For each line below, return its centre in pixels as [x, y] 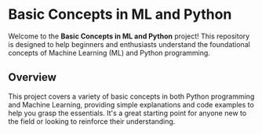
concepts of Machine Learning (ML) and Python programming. [109, 53]
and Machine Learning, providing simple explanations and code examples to [131, 104]
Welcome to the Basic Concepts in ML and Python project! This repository [129, 36]
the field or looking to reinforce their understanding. [92, 121]
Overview [33, 77]
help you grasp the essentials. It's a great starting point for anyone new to [127, 113]
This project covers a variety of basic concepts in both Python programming [131, 96]
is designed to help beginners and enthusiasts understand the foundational [129, 44]
